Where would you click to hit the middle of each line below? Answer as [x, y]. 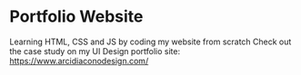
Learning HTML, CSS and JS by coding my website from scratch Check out [150, 42]
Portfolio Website [76, 17]
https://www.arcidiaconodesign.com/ [79, 61]
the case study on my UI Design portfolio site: [95, 51]
